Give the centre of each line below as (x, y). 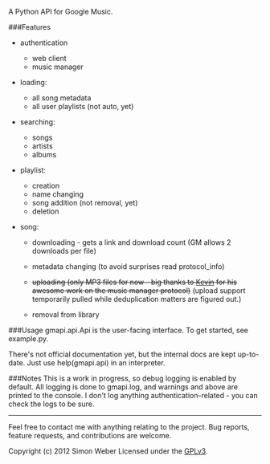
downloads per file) (64, 251)
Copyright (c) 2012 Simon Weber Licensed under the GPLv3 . (108, 451)
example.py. (29, 339)
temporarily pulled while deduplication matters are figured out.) (137, 299)
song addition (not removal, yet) (85, 203)
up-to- (248, 354)
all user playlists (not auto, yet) (83, 106)
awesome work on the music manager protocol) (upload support (139, 291)
